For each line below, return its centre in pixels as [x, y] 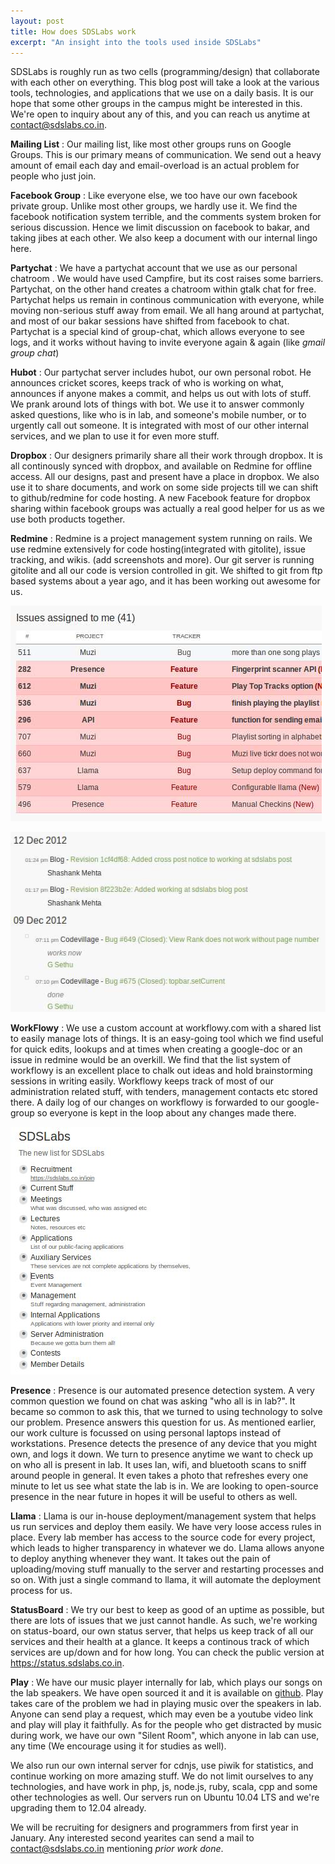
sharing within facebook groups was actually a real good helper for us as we [167, 509]
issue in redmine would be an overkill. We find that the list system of [151, 1059]
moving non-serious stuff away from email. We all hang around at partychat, [167, 311]
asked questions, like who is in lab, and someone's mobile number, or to [158, 415]
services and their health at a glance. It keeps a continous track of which [160, 1641]
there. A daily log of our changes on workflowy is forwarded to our [147, 1102]
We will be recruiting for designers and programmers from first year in [154, 1827]
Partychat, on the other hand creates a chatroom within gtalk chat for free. [163, 289]
